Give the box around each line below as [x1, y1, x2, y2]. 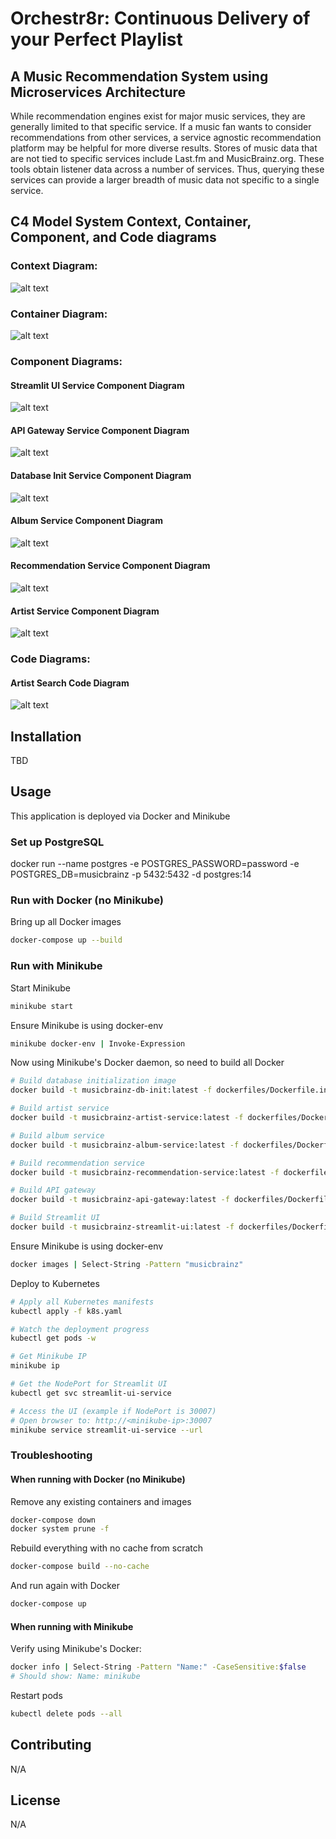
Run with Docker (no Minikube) [10, 893, 164, 907]
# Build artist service [10, 1103, 110, 1114]
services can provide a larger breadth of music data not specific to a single [10, 174, 320, 186]
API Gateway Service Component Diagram [10, 424, 190, 436]
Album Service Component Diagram [10, 515, 164, 527]
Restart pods [10, 1689, 63, 1701]
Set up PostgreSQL [10, 835, 105, 849]
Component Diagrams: [10, 354, 123, 368]
